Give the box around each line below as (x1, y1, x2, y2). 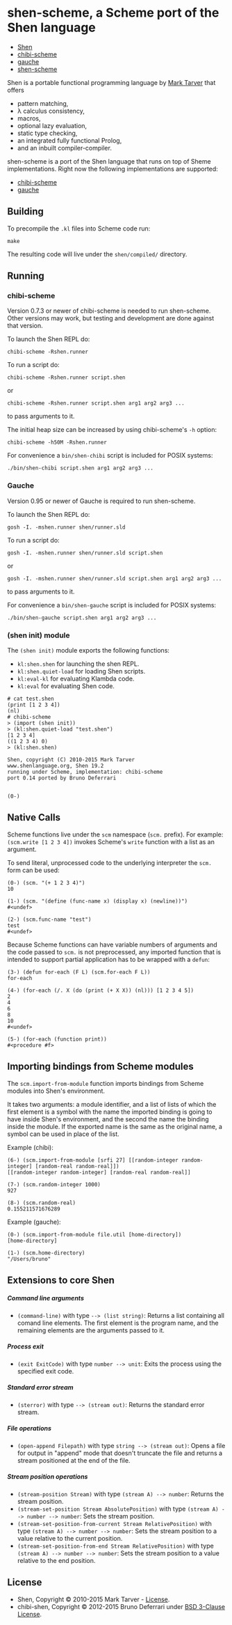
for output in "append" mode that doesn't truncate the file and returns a (17, 1449, 223, 1457)
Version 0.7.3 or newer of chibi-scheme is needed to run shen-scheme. (7, 306, 211, 315)
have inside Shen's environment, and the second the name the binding (7, 1114, 210, 1123)
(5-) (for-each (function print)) (7, 1036, 108, 1043)
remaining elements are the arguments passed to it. (17, 1326, 165, 1335)
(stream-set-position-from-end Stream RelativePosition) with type (17, 1541, 214, 1550)
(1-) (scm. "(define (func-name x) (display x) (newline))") (7, 897, 188, 905)
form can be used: (7, 866, 60, 874)
